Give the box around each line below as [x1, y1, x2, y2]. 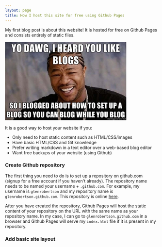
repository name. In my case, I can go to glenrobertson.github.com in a [5, 213, 147, 219]
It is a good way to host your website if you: [5, 125, 92, 131]
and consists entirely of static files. [5, 32, 75, 38]
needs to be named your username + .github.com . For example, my [5, 183, 140, 189]
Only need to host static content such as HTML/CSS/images [12, 134, 132, 140]
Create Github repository [5, 162, 65, 168]
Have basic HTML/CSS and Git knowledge [12, 139, 97, 145]
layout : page [5, 8, 32, 13]
